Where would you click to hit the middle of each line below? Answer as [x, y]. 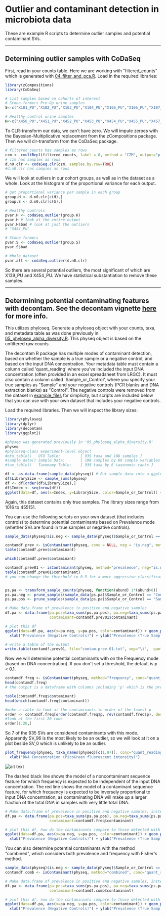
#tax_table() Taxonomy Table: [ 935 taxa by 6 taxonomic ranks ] [79, 465]
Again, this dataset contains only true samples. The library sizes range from [82, 502]
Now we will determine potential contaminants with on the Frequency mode [82, 658]
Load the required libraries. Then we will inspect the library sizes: [72, 410]
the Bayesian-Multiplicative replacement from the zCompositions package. [81, 136]
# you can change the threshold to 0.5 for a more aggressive [70, 577]
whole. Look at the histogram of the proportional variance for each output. [81, 183]
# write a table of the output [37, 644]
